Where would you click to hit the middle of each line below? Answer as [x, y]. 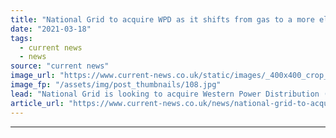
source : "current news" [60, 66]
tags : [21, 38]
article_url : [37, 103]
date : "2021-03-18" [51, 29]
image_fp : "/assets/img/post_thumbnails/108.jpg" [116, 85]
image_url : [33, 76]
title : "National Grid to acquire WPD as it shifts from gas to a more [162, 19]
